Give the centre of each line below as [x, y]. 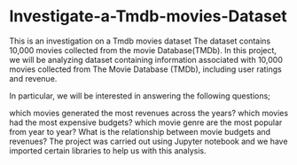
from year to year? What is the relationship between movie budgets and [140, 131]
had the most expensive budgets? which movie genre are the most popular [146, 122]
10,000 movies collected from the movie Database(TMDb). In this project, [143, 50]
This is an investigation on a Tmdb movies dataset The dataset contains [140, 41]
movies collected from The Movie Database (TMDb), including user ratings [145, 69]
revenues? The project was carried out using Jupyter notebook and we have [148, 141]
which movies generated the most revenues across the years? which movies [149, 113]
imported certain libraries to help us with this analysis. [108, 150]
